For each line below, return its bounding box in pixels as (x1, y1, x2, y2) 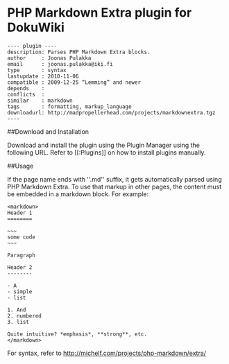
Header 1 (7, 209, 33, 216)
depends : (7, 85, 45, 92)
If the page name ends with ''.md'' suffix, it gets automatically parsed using (7, 175, 222, 183)
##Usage (7, 162, 34, 170)
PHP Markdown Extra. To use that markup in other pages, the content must (7, 182, 222, 191)
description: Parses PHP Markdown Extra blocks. (7, 49, 151, 55)
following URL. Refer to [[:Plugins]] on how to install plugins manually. (7, 148, 206, 157)
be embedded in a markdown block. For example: (7, 189, 149, 198)
